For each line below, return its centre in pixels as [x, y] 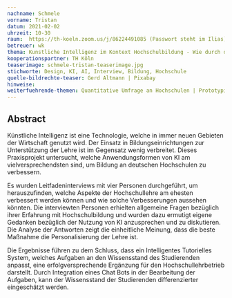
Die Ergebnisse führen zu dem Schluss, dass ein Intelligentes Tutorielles [109, 250]
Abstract [27, 119]
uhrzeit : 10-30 [29, 33]
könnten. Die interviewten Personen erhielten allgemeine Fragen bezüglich [113, 207]
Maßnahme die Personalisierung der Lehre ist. [73, 236]
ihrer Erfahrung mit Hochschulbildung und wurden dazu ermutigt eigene [110, 214]
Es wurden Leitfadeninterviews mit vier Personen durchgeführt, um [103, 185]
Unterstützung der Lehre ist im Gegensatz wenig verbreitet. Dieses [102, 150]
